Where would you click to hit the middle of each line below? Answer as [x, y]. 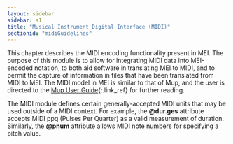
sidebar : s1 [24, 20]
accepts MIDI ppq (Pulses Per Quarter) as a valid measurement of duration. [115, 119]
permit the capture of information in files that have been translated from [111, 75]
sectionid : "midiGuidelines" [50, 33]
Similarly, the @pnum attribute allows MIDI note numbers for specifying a [113, 126]
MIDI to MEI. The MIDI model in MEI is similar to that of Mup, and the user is [116, 83]
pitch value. [24, 134]
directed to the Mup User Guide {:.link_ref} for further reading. [96, 90]
